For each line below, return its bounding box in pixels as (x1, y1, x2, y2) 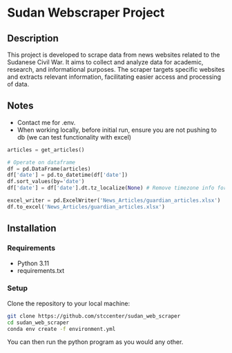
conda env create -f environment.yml (7, 325, 116, 332)
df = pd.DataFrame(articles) (7, 165, 91, 172)
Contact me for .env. (17, 118, 76, 126)
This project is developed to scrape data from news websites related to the (7, 50, 220, 59)
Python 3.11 (17, 259, 50, 267)
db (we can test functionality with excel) (17, 133, 132, 141)
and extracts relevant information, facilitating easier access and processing (7, 73, 222, 81)
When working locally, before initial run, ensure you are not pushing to (17, 126, 217, 134)
